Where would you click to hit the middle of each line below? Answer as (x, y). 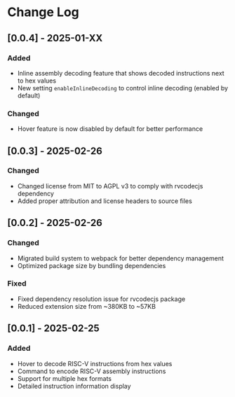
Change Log (43, 12)
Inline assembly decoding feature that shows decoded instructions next (121, 73)
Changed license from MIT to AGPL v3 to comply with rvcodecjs (110, 186)
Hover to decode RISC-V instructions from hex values (95, 363)
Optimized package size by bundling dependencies (92, 265)
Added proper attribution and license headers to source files (105, 201)
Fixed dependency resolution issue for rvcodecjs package (101, 299)
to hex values (37, 81)
